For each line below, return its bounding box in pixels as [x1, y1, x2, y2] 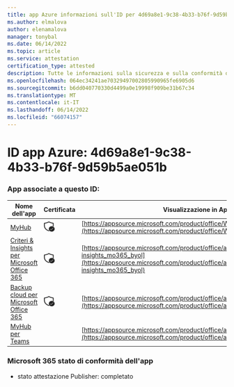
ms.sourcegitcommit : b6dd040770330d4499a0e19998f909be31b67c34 [7, 84, 195, 92]
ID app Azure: [7, 145, 88, 160]
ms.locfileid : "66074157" [7, 114, 82, 121]
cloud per [10, 290, 38, 299]
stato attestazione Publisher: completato [17, 372, 134, 380]
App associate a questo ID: [7, 184, 100, 194]
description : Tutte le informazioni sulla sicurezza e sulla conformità [7, 69, 223, 76]
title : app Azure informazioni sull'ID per [7, 11, 136, 18]
